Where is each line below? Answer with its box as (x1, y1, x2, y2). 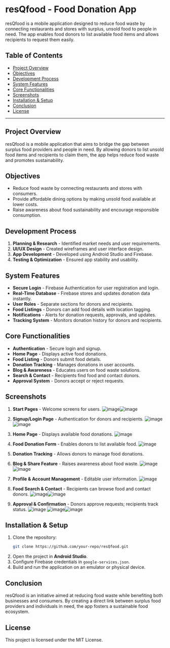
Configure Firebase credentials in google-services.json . (12, 559, 130, 565)
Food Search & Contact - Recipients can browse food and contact (12, 485, 151, 492)
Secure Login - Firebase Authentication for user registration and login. (12, 285, 160, 290)
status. (12, 506, 27, 512)
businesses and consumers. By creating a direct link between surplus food (5, 598, 161, 604)
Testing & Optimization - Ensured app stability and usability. (12, 256, 139, 263)
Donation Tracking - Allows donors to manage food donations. (12, 450, 144, 457)
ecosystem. (5, 608, 30, 615)
